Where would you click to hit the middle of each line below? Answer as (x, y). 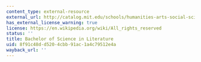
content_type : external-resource (48, 12)
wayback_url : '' (26, 50)
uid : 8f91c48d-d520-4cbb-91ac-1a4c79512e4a (61, 45)
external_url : (24, 17)
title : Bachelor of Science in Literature (60, 39)
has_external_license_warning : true (52, 22)
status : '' (20, 34)
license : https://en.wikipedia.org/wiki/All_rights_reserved (84, 28)
